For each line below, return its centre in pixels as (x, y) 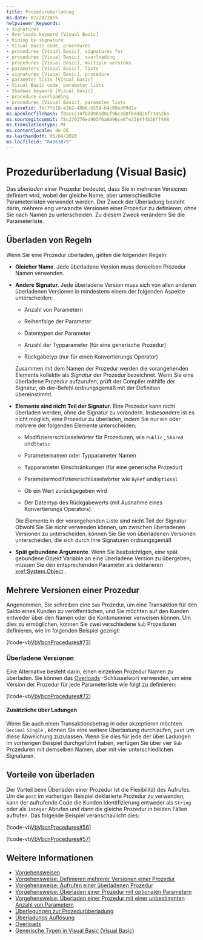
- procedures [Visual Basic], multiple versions (69, 63)
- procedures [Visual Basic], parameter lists (66, 102)
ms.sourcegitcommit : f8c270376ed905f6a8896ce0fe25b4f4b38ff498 (88, 119)
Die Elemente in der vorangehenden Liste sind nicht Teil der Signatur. (101, 521)
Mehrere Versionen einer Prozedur (73, 590)
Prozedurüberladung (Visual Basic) (96, 172)
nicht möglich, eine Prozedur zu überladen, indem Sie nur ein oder (98, 419)
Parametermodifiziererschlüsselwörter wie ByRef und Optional (101, 479)
